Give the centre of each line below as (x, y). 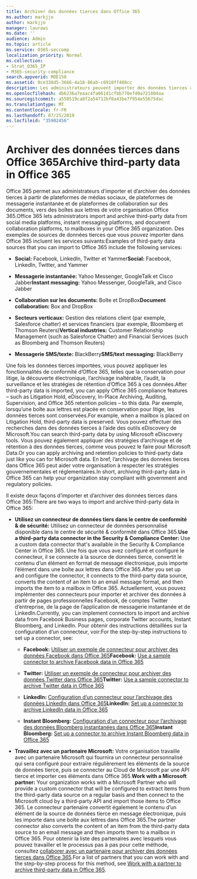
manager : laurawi (27, 28)
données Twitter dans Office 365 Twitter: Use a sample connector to (106, 680)
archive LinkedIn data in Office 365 (66, 710)
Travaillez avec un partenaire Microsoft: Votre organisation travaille (97, 751)
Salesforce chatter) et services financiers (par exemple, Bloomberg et (99, 324)
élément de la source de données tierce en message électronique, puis (100, 814)
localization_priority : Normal (44, 55)
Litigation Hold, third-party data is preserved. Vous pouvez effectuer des (94, 422)
